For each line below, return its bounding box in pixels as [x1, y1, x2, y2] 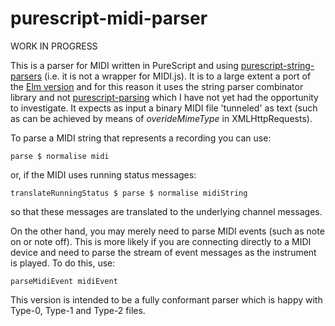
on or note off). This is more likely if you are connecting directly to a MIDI [10, 235, 312, 247]
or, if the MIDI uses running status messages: [10, 168, 197, 181]
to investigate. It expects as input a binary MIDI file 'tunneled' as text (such [10, 102, 318, 114]
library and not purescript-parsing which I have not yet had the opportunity [10, 91, 319, 103]
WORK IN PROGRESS [10, 40, 98, 52]
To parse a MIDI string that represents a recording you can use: [10, 132, 272, 144]
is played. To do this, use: [10, 257, 116, 269]
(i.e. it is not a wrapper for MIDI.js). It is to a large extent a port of [44, 70, 312, 82]
